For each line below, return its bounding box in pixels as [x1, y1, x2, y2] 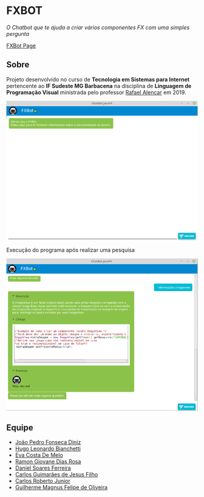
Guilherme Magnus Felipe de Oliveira [15, 484, 108, 491]
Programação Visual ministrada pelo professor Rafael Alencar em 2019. [6, 89, 186, 96]
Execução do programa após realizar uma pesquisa [6, 246, 135, 253]
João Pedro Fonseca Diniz [15, 439, 81, 446]
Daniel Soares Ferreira [15, 464, 71, 471]
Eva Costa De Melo [15, 451, 64, 459]
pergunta [6, 30, 29, 37]
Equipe [6, 422, 33, 433]
